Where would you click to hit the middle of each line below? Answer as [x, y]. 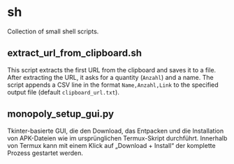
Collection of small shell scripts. [53, 31]
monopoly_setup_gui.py [60, 114]
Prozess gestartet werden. [45, 153]
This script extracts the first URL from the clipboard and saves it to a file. [112, 69]
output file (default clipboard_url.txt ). [64, 92]
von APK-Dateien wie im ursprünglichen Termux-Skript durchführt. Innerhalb [117, 138]
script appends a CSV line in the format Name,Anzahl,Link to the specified [113, 85]
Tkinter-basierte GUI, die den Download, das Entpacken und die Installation [116, 131]
